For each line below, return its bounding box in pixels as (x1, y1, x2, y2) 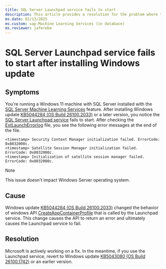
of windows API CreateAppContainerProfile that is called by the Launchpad (5, 209, 158, 216)
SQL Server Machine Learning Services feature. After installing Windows (5, 106, 153, 112)
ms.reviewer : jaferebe (5, 26, 52, 31)
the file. (5, 128, 21, 134)
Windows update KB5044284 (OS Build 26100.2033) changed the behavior (5, 204, 159, 210)
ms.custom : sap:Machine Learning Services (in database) (5, 21, 125, 26)
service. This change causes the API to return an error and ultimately (5, 215, 146, 221)
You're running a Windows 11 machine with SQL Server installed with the (5, 101, 152, 107)
